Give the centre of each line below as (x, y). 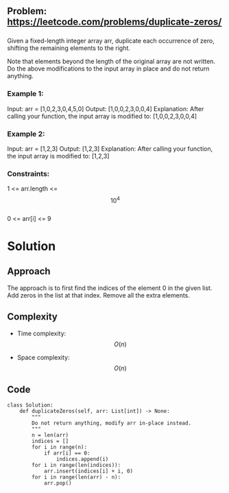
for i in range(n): (60, 447)
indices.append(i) (82, 459)
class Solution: (30, 405)
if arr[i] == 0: (67, 453)
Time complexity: (41, 333)
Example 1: (25, 94)
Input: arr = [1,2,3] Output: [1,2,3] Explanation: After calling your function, (110, 148)
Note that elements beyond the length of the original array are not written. (111, 62)
